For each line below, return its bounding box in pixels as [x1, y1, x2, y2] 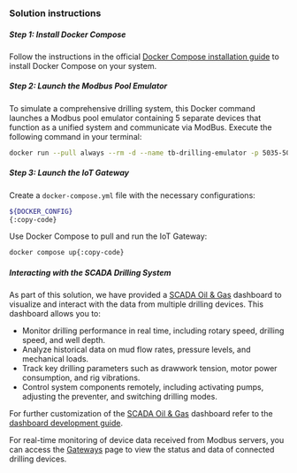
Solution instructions [9, 7, 102, 19]
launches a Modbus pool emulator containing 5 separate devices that [9, 112, 262, 123]
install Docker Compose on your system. [9, 60, 157, 71]
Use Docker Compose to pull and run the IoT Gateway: [9, 231, 208, 241]
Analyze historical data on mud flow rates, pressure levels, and [21, 344, 251, 355]
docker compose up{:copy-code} [9, 248, 125, 257]
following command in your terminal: [9, 131, 142, 141]
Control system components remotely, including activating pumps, [21, 382, 264, 393]
